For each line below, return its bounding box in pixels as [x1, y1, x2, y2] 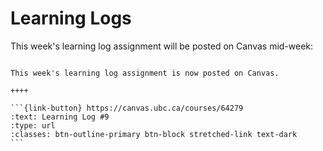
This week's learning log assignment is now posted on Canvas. [10, 68, 280, 78]
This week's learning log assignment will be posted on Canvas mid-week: [10, 40, 314, 52]
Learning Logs [10, 7, 132, 30]
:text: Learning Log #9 [10, 112, 110, 122]
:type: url [10, 120, 56, 131]
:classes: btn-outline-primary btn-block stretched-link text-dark [10, 129, 298, 139]
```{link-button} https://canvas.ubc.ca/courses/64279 [10, 103, 244, 113]
